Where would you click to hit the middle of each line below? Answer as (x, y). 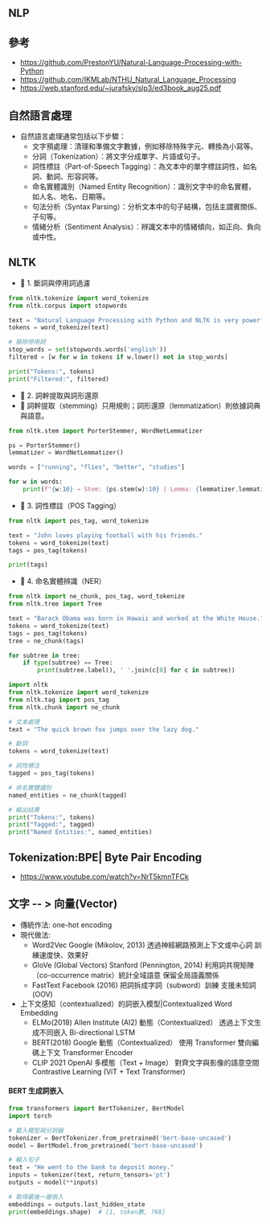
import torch (30, 1116)
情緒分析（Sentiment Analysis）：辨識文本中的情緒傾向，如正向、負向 (146, 227)
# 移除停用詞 (27, 342)
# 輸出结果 (24, 810)
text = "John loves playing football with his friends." (106, 535)
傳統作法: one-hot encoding (66, 925)
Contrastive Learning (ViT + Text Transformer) (109, 1071)
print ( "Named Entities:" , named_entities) (80, 832)
